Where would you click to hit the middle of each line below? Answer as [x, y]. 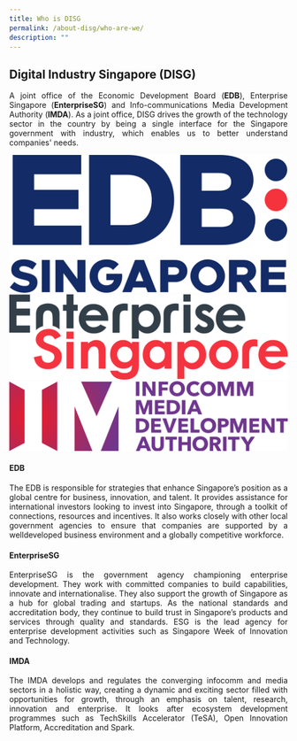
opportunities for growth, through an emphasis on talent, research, [148, 699]
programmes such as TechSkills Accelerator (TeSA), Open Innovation [148, 718]
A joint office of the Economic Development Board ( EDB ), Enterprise [149, 96]
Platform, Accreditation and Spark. [72, 728]
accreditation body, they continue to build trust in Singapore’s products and [148, 613]
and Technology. [40, 641]
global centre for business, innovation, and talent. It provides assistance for [148, 497]
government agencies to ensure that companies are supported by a [148, 525]
